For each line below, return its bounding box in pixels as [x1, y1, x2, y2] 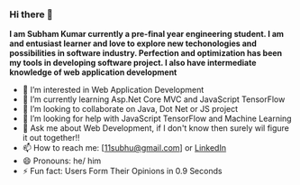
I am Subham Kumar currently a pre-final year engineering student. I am [9, 29, 285, 40]
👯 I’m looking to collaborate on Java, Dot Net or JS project [22, 104, 239, 115]
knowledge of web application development [9, 67, 177, 78]
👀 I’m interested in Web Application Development [22, 85, 205, 96]
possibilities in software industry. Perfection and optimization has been [9, 48, 283, 59]
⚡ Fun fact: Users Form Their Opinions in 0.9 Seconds [22, 166, 223, 177]
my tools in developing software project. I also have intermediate [9, 58, 257, 69]
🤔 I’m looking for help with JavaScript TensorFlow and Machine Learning [22, 113, 292, 125]
